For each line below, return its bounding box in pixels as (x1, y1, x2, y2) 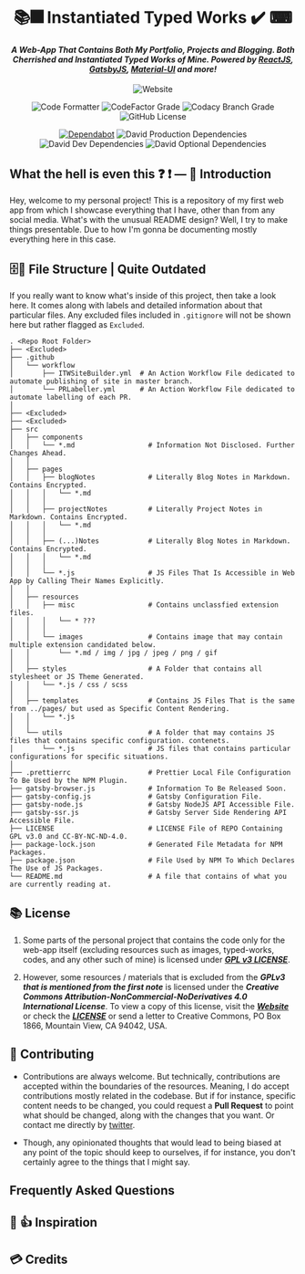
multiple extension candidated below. (9, 641, 157, 650)
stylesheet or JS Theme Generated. (9, 673, 145, 682)
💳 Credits (9, 1251, 68, 1267)
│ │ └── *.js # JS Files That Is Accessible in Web (9, 569, 296, 578)
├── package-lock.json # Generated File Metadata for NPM (9, 841, 283, 850)
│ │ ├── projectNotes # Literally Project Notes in (9, 505, 262, 514)
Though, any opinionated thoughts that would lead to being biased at (22, 1137, 282, 1148)
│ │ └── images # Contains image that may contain (9, 632, 283, 642)
